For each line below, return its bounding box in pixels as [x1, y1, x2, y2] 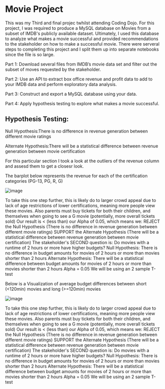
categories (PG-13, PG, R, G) [5, 178, 63, 184]
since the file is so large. [5, 51, 55, 58]
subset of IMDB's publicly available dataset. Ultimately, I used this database [5, 30, 159, 36]
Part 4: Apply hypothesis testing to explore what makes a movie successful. [5, 100, 160, 106]
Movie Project [5, 3, 63, 15]
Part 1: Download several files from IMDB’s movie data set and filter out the [5, 61, 157, 67]
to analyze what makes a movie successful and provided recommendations [5, 36, 159, 42]
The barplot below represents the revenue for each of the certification [5, 173, 148, 179]
